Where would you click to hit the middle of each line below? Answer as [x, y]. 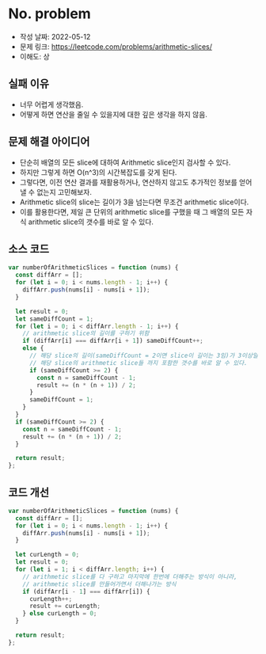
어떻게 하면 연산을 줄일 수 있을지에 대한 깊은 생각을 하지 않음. [114, 114]
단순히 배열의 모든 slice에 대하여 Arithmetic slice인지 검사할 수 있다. [125, 162]
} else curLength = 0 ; [60, 614]
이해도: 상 [34, 56]
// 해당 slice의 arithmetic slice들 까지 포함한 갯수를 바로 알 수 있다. [138, 363]
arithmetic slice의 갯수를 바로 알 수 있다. [91, 222]
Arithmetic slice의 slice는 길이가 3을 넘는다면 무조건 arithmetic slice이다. [134, 202]
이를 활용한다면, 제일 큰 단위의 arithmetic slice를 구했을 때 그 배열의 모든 [132, 211]
